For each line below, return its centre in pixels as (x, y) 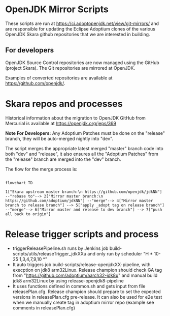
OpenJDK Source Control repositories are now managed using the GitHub (82, 63)
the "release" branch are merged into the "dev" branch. (63, 159)
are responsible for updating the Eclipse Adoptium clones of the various (80, 28)
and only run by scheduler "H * (120, 253)
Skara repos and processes (64, 104)
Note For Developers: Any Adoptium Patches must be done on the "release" (85, 133)
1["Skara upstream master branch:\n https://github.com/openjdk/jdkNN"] (84, 192)
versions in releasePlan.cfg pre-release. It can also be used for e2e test (87, 297)
